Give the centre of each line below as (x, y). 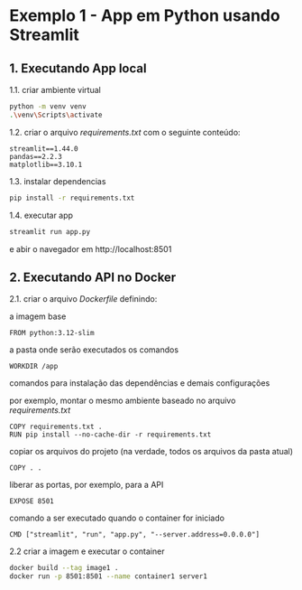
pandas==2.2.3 (36, 156)
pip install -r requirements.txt (72, 198)
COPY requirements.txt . (56, 427)
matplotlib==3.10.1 (46, 164)
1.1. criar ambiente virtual (55, 90)
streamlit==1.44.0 (44, 149)
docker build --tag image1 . (64, 568)
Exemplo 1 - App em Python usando (145, 16)
